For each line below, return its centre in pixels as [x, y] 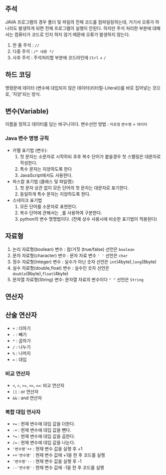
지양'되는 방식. [27, 94]
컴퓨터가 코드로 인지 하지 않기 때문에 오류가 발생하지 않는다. [72, 34]
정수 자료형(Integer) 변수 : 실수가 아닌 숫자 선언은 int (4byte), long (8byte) [84, 262]
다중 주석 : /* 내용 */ [33, 51]
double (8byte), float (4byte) [40, 273]
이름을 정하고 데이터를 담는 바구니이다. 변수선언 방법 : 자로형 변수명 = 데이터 [76, 124]
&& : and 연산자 [27, 398]
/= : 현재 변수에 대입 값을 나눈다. [44, 443]
